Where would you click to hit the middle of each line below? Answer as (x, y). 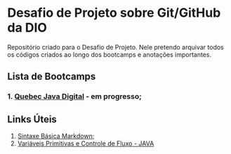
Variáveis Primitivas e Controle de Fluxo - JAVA (86, 143)
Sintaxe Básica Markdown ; (56, 136)
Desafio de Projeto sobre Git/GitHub (114, 13)
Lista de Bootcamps (52, 77)
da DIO (27, 28)
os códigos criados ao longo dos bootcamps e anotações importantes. (110, 55)
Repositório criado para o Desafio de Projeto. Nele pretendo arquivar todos (116, 47)
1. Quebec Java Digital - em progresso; (74, 97)
